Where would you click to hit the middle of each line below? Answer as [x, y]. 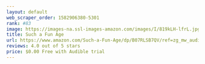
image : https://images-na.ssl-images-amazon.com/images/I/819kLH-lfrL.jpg [103, 29]
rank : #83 [19, 23]
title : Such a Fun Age [35, 35]
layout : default [27, 12]
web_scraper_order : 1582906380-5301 [53, 18]
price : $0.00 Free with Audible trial [56, 52]
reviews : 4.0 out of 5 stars [43, 46]
